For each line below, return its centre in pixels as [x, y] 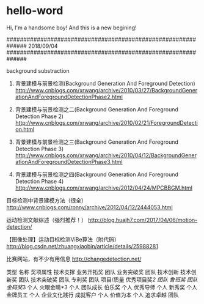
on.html [25, 129]
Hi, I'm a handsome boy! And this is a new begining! [71, 28]
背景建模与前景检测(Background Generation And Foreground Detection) [105, 83]
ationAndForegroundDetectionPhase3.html [69, 161]
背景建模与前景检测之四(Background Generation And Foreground [97, 174]
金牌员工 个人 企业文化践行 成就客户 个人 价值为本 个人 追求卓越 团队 [93, 295]
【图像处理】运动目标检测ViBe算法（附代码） [63, 239]
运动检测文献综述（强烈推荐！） [46, 220]
